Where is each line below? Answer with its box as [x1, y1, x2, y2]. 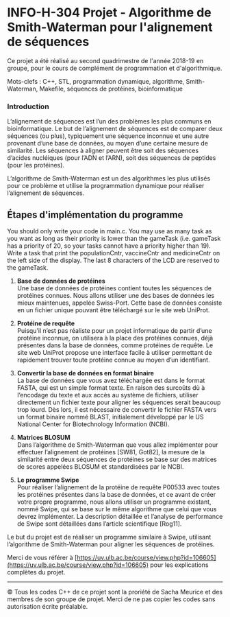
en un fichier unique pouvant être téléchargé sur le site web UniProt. [16, 306, 210, 314]
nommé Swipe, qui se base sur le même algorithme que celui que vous [16, 505, 217, 513]
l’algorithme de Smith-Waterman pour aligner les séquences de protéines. [7, 540, 215, 548]
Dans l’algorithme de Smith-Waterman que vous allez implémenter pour [16, 441, 218, 449]
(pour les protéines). [7, 161, 65, 170]
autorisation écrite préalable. [7, 603, 88, 611]
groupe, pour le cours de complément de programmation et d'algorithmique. [7, 64, 222, 72]
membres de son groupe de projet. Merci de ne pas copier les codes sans [7, 595, 216, 603]
